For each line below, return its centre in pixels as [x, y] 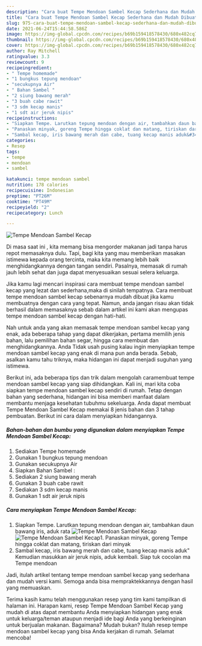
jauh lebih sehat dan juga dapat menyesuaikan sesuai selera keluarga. [93, 272]
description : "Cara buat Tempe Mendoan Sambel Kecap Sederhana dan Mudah [101, 12]
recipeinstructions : [32, 118]
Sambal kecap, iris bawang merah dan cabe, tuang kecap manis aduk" [102, 550]
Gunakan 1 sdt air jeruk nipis [50, 496]
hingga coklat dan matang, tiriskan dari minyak [73, 544]
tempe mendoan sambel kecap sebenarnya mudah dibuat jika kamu [90, 297]
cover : [14, 46]
